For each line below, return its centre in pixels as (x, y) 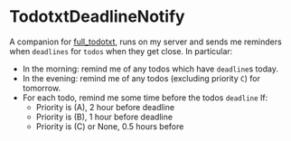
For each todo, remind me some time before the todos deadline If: (145, 98)
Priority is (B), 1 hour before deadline (104, 117)
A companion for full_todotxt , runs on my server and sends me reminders (145, 42)
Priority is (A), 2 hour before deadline (105, 107)
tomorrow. (42, 88)
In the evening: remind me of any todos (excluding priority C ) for (141, 78)
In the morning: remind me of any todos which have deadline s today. (150, 69)
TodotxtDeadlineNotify (97, 17)
